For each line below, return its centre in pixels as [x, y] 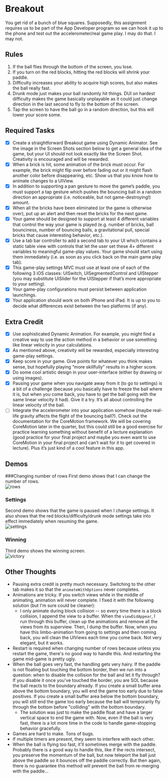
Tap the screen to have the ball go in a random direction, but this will [83, 109]
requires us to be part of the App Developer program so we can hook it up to [84, 28]
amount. [21, 202]
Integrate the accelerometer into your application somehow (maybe [82, 410]
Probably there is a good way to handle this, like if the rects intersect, [84, 749]
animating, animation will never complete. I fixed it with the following [83, 600]
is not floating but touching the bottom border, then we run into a [79, 669]
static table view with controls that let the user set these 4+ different [83, 246]
